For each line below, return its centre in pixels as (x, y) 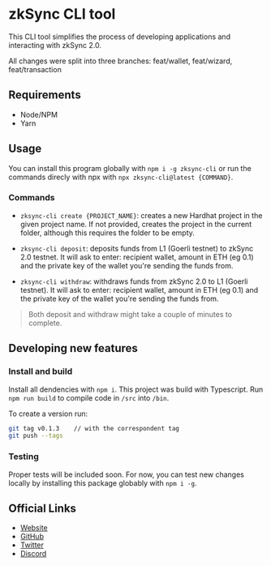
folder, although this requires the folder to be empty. (107, 233)
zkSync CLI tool (62, 14)
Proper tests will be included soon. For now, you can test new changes (127, 474)
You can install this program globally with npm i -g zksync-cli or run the (130, 168)
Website (34, 528)
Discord (33, 554)
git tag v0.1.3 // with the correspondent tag (94, 428)
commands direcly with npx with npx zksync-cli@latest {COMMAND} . (121, 177)
